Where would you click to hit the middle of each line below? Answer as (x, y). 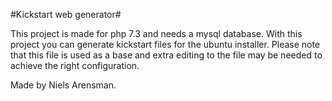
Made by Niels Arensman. (63, 85)
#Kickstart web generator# (66, 14)
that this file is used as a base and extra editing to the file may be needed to (166, 55)
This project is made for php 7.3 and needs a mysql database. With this (156, 33)
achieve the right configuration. (75, 65)
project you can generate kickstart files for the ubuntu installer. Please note (165, 44)
